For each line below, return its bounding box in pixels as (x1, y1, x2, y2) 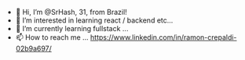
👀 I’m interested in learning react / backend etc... (15, 16, 174, 25)
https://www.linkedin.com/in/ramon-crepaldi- (90, 33, 237, 42)
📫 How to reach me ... (15, 33, 89, 42)
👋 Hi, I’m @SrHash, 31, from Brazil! (15, 8, 127, 16)
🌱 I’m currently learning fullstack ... (15, 24, 129, 33)
